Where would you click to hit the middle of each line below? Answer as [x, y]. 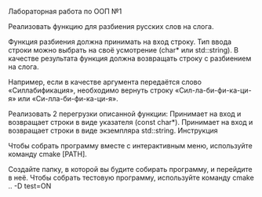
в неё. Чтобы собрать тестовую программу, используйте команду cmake [131, 177]
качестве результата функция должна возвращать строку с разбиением [130, 58]
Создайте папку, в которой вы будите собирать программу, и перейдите [130, 169]
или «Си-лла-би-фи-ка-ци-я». [68, 98]
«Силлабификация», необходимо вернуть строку [91, 90]
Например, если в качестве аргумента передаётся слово [105, 82]
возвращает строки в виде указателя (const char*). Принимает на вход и [131, 122]
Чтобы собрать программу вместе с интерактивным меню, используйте [130, 146]
